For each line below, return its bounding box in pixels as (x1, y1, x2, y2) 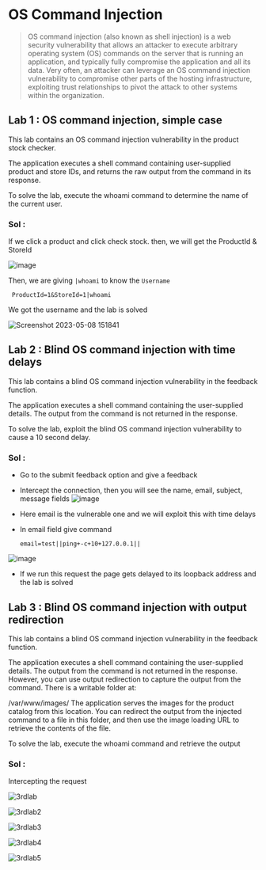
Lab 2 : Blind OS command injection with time (8, 343, 236, 357)
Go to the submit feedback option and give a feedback (19, 470, 198, 480)
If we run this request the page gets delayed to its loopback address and (19, 569, 256, 579)
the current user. (8, 199, 63, 208)
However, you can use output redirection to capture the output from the (8, 674, 241, 684)
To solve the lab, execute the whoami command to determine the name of (8, 190, 249, 199)
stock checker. (8, 142, 57, 152)
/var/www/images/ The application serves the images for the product (8, 698, 234, 708)
